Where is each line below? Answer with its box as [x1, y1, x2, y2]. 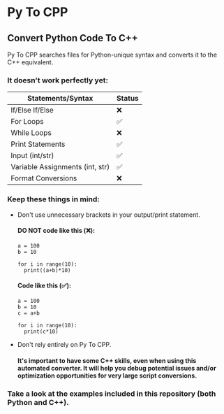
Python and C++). [7, 397, 69, 407]
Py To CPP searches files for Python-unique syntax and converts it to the [7, 50, 218, 59]
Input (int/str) [10, 151, 54, 161]
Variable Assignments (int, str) [10, 162, 110, 172]
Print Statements [10, 139, 66, 149]
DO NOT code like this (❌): [17, 227, 96, 235]
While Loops [10, 128, 52, 138]
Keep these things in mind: [7, 194, 100, 204]
